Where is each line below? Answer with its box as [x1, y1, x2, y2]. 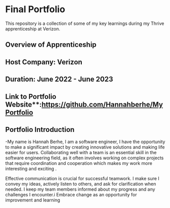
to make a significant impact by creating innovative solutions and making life [5, 144, 165, 150]
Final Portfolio [5, 4, 65, 15]
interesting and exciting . [5, 166, 57, 172]
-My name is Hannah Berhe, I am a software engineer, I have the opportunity [5, 138, 165, 145]
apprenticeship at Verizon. [5, 25, 60, 31]
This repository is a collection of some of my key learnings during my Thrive [5, 20, 164, 26]
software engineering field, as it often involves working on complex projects [5, 155, 164, 161]
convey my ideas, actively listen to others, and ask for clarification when [5, 181, 156, 187]
